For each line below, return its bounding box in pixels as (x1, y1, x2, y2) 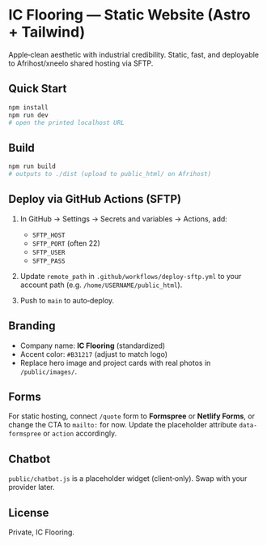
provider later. (8, 483, 55, 492)
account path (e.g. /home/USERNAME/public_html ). (19, 280, 183, 290)
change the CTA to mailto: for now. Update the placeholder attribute (8, 420, 237, 430)
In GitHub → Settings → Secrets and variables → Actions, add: (19, 213, 228, 224)
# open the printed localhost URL (8, 118, 125, 127)
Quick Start (8, 82, 67, 96)
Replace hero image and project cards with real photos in (19, 358, 211, 367)
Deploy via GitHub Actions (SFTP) (8, 192, 182, 206)
